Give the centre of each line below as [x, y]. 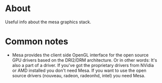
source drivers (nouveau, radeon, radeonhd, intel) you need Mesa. [79, 75]
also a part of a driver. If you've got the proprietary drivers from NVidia [83, 65]
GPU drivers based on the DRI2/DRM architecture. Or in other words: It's [84, 60]
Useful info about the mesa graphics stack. [48, 22]
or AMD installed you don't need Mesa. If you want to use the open [79, 70]
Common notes [37, 41]
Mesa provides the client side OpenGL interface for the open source [80, 55]
